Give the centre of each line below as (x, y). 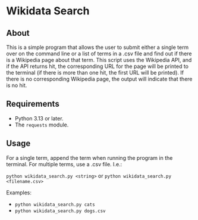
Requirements (33, 104)
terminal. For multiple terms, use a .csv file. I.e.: (64, 164)
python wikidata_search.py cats (55, 204)
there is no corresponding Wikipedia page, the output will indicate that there (99, 79)
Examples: (19, 193)
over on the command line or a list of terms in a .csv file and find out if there (99, 54)
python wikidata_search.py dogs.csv (60, 211)
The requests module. (42, 125)
